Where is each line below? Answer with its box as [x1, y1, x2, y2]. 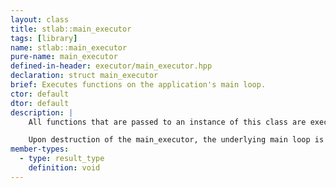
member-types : [10, 144, 70, 155]
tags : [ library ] [10, 33, 78, 43]
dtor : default [10, 98, 70, 108]
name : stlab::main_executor [10, 42, 128, 53]
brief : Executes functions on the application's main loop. [10, 80, 267, 90]
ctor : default [10, 89, 70, 99]
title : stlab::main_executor [10, 24, 132, 34]
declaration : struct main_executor [10, 71, 159, 81]
